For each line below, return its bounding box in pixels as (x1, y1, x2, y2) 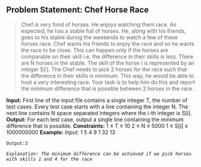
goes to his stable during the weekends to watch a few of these (20, 33, 178, 41)
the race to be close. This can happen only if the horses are (20, 46, 169, 54)
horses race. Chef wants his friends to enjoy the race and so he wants (20, 40, 195, 47)
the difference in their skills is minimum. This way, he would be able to (20, 72, 194, 79)
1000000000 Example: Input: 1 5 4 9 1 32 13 (6, 128, 116, 136)
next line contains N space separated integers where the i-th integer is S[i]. (6, 109, 192, 116)
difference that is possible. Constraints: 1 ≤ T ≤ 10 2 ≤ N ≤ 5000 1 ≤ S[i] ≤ (6, 122, 188, 129)
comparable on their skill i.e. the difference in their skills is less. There (20, 52, 194, 60)
